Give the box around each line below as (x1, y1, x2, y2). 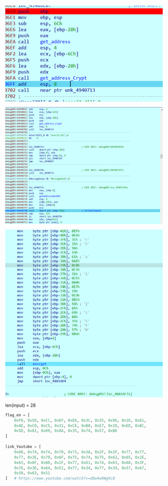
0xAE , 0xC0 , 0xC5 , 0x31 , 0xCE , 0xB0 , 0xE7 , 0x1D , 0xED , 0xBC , (14, 423, 146, 428)
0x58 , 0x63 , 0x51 (14, 470, 50, 476)
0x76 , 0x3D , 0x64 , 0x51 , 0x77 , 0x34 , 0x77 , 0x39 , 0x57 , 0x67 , (14, 465, 146, 470)
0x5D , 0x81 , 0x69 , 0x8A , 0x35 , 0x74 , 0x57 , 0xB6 (14, 428, 117, 433)
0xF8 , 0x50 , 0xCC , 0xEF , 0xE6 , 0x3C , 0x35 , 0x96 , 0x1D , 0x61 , (14, 418, 146, 423)
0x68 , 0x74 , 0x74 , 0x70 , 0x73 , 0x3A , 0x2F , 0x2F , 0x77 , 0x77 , (14, 449, 146, 454)
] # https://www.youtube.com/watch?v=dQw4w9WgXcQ (5, 476, 115, 481)
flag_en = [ (5, 412, 30, 417)
